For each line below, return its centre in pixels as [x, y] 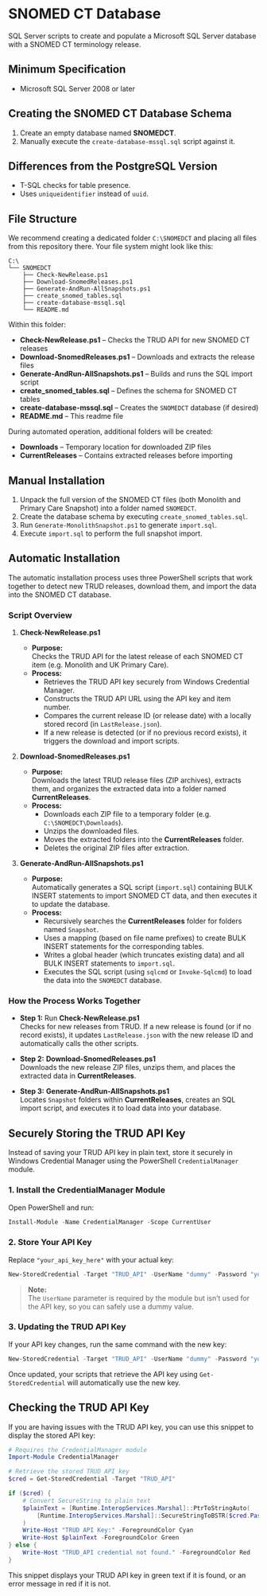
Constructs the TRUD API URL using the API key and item [137, 699]
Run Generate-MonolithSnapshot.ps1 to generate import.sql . [118, 525]
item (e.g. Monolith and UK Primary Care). [100, 665]
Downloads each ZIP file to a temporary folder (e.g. [128, 814]
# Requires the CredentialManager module [78, 1450]
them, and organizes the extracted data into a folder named [129, 789]
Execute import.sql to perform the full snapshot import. [111, 533]
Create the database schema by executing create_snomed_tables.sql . [133, 517]
